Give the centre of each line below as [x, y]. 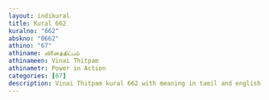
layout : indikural [39, 16]
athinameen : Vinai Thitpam [54, 61]
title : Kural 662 [37, 23]
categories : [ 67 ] [37, 76]
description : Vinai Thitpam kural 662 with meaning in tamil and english [135, 83]
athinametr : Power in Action [57, 69]
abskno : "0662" [34, 38]
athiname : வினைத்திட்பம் [44, 53]
